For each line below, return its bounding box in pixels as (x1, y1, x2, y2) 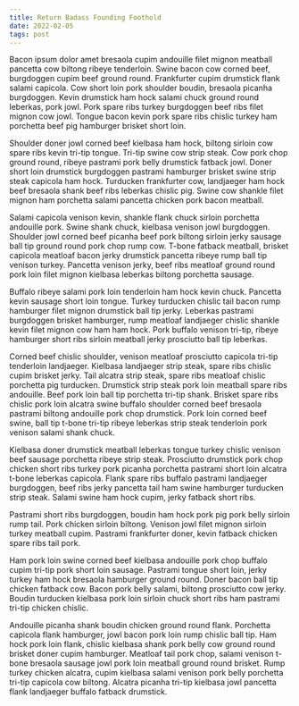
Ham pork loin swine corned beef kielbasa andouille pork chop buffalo (9, 555, 268, 566)
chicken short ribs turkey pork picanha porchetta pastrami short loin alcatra (9, 464, 287, 475)
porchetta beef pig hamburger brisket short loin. (9, 121, 187, 131)
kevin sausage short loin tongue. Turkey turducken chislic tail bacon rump (9, 296, 281, 307)
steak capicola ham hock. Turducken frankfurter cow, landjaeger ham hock (9, 176, 286, 187)
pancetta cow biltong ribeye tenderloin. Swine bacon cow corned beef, (9, 63, 270, 74)
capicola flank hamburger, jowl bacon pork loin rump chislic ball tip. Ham (9, 629, 277, 640)
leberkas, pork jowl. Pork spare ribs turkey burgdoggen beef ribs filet (9, 102, 264, 113)
